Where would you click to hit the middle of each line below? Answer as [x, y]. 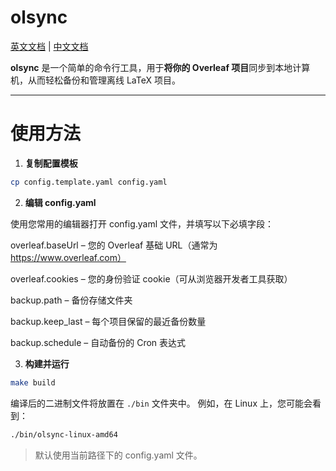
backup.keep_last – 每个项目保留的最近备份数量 [108, 321]
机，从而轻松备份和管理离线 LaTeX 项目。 [95, 80]
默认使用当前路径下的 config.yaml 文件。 [118, 455]
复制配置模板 [51, 163]
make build [33, 382]
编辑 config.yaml [60, 202]
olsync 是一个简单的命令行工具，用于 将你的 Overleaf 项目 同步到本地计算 [160, 67]
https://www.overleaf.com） [68, 257]
